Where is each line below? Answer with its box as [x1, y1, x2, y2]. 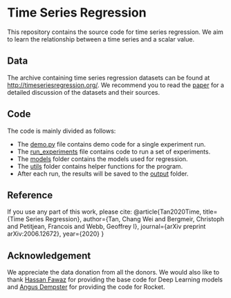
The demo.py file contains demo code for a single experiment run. [17, 140, 206, 148]
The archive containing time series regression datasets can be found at [7, 73, 210, 82]
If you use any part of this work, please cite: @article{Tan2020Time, [7, 207, 202, 216]
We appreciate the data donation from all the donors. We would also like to [7, 268, 220, 277]
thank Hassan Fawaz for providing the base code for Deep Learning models [7, 275, 223, 284]
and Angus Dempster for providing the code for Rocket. [7, 283, 165, 291]
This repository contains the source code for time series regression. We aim [7, 28, 223, 36]
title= [203, 207, 218, 216]
